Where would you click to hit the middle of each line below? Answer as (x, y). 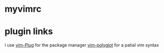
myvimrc (23, 9)
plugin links (29, 32)
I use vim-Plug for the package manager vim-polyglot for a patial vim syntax (82, 45)
